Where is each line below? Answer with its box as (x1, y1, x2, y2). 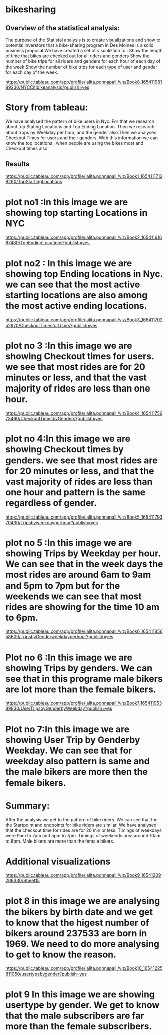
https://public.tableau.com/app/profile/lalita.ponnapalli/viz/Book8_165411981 (5, 79, 162, 85)
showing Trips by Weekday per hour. (5, 548, 161, 559)
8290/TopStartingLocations (5, 178, 62, 184)
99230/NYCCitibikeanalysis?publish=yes (5, 84, 89, 90)
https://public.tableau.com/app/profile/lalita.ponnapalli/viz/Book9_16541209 (5, 872, 161, 878)
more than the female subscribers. (5, 1020, 152, 1032)
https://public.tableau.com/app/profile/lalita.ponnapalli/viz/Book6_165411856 (5, 628, 163, 634)
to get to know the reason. (5, 949, 117, 960)
